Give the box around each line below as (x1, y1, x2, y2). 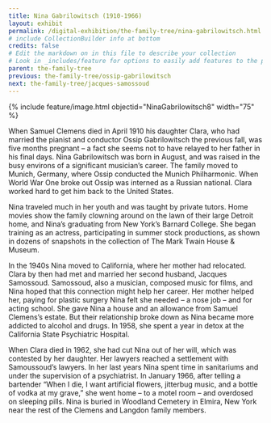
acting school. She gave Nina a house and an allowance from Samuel (8, 303, 238, 313)
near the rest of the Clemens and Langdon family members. (8, 405, 207, 415)
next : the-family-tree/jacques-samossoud (8, 79, 150, 87)
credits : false (8, 42, 60, 50)
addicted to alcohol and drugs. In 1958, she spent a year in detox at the (8, 320, 244, 330)
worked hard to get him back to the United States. (8, 186, 174, 196)
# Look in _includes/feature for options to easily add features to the (8, 57, 258, 66)
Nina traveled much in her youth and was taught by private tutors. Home (8, 201, 248, 211)
